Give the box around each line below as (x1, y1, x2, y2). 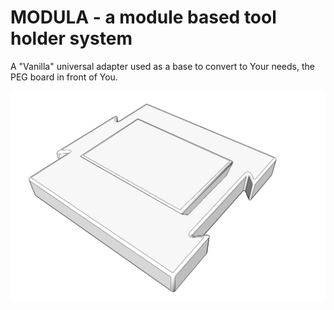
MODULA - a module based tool (10, 6, 277, 29)
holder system (10, 27, 133, 50)
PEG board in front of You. (10, 71, 118, 83)
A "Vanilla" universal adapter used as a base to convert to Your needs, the (10, 60, 315, 72)
